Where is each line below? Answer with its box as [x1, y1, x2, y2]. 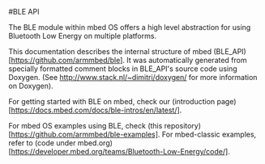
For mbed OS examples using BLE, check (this [8, 121, 163, 130]
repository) [164, 121, 201, 130]
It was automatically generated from [126, 56, 247, 65]
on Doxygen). [8, 81, 54, 90]
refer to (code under [8, 138, 76, 148]
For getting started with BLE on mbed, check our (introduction [8, 97, 216, 106]
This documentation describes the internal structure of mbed [8, 47, 212, 56]
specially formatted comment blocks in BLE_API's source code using [8, 64, 237, 74]
